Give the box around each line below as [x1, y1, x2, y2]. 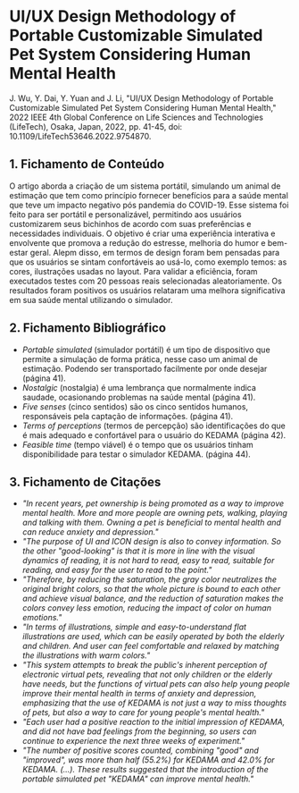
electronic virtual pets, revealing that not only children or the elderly [21, 669, 273, 680]
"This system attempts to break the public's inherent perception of [21, 660, 268, 671]
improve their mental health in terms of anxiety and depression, [21, 688, 257, 699]
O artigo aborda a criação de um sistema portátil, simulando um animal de [9, 181, 281, 191]
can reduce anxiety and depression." [21, 527, 159, 537]
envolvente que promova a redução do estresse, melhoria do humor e [9, 237, 266, 248]
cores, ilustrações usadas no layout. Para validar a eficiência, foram [9, 266, 258, 276]
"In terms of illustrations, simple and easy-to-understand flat [21, 621, 247, 632]
